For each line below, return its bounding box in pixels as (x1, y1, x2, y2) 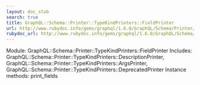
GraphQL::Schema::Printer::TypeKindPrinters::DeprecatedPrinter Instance (6, 66, 186, 73)
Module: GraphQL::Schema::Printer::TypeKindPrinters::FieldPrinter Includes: (6, 47, 192, 54)
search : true (6, 14, 39, 20)
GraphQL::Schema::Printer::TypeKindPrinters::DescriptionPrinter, (6, 53, 165, 61)
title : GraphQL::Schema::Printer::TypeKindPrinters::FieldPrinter (6, 20, 174, 26)
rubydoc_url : (6, 31, 39, 37)
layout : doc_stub (6, 8, 49, 15)
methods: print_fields (6, 73, 58, 80)
